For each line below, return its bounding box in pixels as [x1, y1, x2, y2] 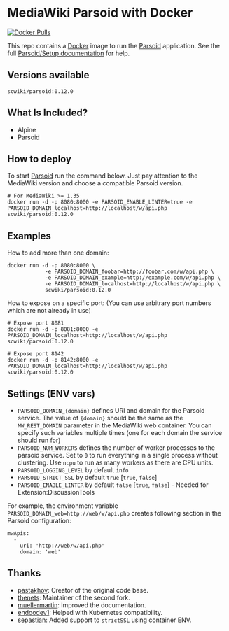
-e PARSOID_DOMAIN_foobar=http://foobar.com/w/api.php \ [44, 268, 215, 276]
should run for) [17, 436, 61, 444]
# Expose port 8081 [7, 320, 64, 327]
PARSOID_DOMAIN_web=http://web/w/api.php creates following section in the [7, 509, 222, 517]
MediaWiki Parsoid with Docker [7, 5, 193, 21]
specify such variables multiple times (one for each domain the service [17, 429, 223, 437]
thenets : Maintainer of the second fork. [17, 593, 131, 602]
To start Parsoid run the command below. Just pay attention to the [7, 171, 198, 180]
